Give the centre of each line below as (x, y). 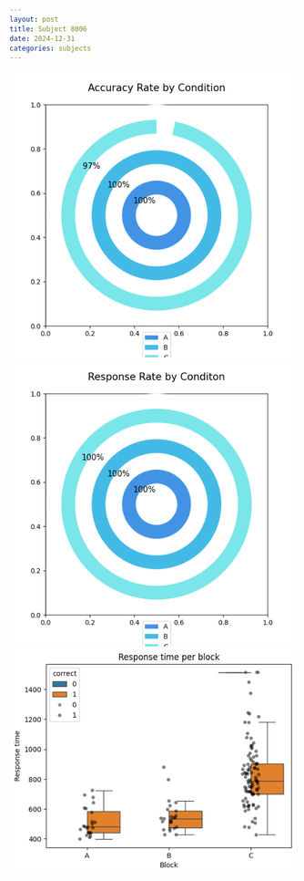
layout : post (34, 19)
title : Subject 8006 (49, 29)
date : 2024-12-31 (42, 38)
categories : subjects (51, 48)
